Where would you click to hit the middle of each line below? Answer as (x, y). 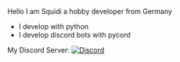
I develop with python (54, 26)
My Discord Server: (39, 50)
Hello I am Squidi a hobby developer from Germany (90, 11)
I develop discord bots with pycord (74, 35)
